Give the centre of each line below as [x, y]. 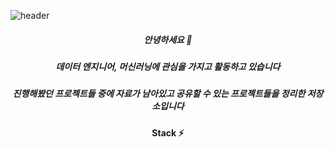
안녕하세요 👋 [168, 39]
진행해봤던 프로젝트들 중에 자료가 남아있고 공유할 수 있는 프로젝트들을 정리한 [159, 94]
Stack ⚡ [168, 132]
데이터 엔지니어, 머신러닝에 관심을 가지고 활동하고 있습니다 [168, 66]
